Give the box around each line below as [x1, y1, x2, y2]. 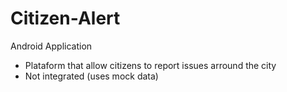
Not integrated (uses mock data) [24, 70, 159, 82]
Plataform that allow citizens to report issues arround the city [24, 59, 277, 71]
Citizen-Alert [10, 7, 121, 30]
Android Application [10, 40, 93, 52]
